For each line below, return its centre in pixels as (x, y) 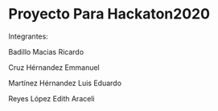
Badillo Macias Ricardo (46, 51)
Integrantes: (28, 36)
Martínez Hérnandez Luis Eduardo (65, 83)
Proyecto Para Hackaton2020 (109, 14)
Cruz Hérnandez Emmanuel (54, 67)
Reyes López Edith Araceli (51, 98)
